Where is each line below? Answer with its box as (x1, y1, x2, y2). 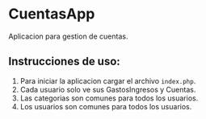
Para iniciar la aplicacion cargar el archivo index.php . (19, 76, 196, 85)
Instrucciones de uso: (8, 55, 121, 68)
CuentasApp (8, 5, 95, 23)
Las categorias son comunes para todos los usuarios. (19, 93, 199, 103)
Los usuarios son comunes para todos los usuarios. (19, 101, 192, 111)
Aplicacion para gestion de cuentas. (8, 31, 128, 41)
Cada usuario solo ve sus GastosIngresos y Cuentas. (19, 84, 196, 94)
